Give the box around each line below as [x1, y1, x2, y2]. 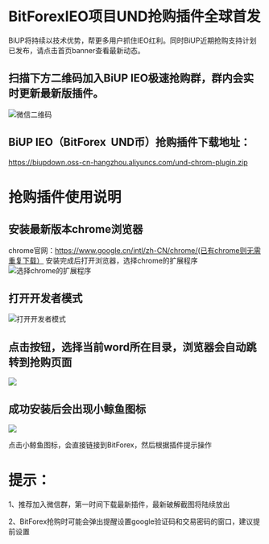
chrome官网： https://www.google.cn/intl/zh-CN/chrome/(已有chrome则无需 [8, 245, 262, 255]
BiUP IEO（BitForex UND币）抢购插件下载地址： [8, 135, 251, 149]
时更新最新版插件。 [8, 86, 104, 101]
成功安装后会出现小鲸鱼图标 [8, 402, 147, 416]
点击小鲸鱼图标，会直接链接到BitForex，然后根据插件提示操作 [8, 440, 212, 450]
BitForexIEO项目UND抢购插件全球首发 [8, 7, 261, 26]
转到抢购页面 [8, 355, 72, 369]
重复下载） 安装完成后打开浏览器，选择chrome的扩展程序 [8, 255, 199, 265]
